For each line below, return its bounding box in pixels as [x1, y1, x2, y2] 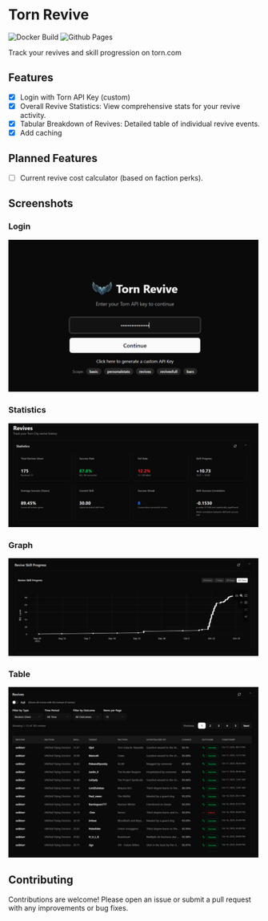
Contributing [8, 873, 74, 887]
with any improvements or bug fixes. [8, 903, 129, 912]
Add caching [19, 128, 62, 137]
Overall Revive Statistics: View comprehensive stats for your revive [19, 101, 241, 111]
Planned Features [8, 152, 98, 165]
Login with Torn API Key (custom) [19, 92, 130, 102]
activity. [19, 110, 46, 120]
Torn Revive [8, 6, 90, 24]
